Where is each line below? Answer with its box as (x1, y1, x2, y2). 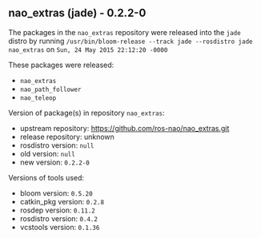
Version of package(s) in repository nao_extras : (8, 108, 165, 117)
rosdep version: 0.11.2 (19, 205, 96, 215)
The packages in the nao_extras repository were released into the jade (8, 27, 242, 37)
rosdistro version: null (19, 140, 94, 150)
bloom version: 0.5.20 (19, 188, 94, 198)
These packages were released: (8, 60, 114, 69)
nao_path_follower (19, 85, 82, 93)
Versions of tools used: (8, 173, 85, 182)
